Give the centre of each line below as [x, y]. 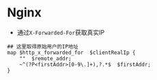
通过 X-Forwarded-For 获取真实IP [60, 32]
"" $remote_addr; [45, 58]
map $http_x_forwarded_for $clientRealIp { [71, 53]
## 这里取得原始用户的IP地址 [43, 46]
